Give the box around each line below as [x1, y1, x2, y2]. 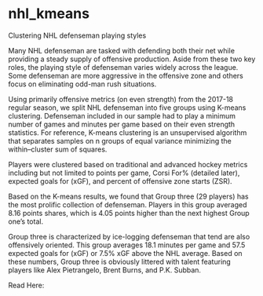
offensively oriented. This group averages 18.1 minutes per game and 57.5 [8, 240, 246, 250]
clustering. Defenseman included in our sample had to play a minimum [8, 111, 236, 120]
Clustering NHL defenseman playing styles [8, 31, 147, 40]
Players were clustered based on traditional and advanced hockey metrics [8, 159, 248, 169]
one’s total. [8, 217, 44, 226]
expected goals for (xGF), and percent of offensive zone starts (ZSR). [8, 176, 233, 185]
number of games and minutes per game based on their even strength [8, 119, 236, 129]
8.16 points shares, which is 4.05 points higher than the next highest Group [8, 208, 250, 217]
